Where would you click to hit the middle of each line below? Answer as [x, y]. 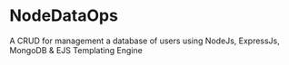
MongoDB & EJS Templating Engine [76, 50]
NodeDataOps [64, 16]
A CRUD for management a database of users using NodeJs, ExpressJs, [144, 41]
